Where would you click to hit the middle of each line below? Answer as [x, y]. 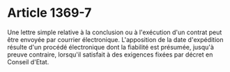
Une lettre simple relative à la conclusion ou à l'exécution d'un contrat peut [115, 32]
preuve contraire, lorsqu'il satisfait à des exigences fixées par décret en [110, 55]
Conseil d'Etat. [28, 62]
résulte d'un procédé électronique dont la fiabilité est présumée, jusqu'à [111, 47]
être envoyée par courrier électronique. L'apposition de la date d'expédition [115, 39]
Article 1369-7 [49, 13]
